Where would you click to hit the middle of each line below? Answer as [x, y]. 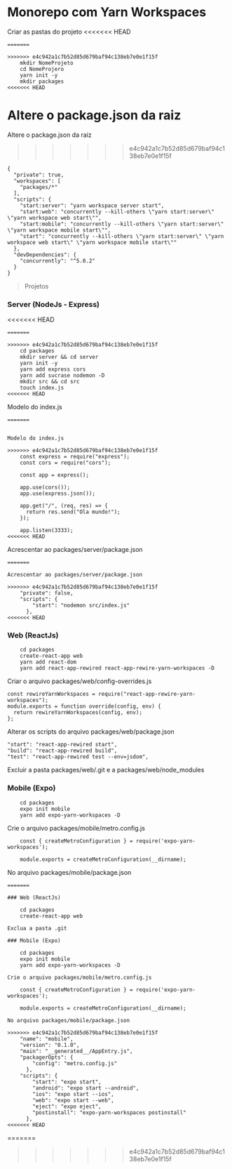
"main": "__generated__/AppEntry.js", [76, 1051]
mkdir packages [42, 81]
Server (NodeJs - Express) [54, 304]
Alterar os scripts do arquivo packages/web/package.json [91, 732]
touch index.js [42, 388]
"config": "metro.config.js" [75, 1063]
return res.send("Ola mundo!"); [73, 512]
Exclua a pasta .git [37, 928]
